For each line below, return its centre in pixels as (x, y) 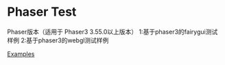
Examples (21, 54)
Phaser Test (42, 12)
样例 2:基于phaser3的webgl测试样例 (58, 40)
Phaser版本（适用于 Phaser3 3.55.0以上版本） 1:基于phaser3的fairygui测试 (113, 31)
